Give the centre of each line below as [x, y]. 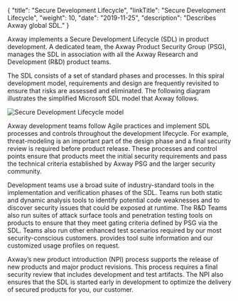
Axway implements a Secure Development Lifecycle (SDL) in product [108, 39]
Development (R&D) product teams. [59, 62]
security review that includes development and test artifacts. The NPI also [115, 274]
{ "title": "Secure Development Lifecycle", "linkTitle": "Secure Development [117, 10]
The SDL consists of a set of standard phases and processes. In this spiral [116, 75]
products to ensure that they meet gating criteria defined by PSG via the [113, 223]
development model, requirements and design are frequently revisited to [113, 83]
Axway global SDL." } [38, 25]
